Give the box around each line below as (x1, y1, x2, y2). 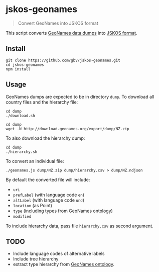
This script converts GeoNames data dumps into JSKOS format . (6, 30, 137, 36)
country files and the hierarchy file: (6, 99, 78, 105)
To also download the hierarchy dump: (6, 135, 85, 141)
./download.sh (6, 113, 36, 118)
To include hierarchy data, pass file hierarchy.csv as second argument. (6, 223, 153, 229)
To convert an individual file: (6, 158, 64, 164)
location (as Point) (13, 202, 52, 208)
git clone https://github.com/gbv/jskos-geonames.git (6, 58, 121, 63)
